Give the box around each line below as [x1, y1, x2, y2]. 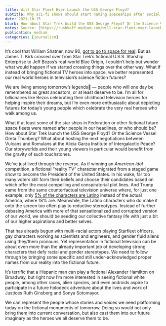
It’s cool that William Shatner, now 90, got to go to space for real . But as [5, 48, 151, 54]
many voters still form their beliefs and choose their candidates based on [5, 176, 154, 182]
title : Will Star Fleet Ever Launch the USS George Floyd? [5, 7, 129, 12]
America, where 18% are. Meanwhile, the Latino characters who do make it [5, 197, 158, 203]
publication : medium [5, 30, 48, 35]
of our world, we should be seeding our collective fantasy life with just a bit [5, 213, 158, 219]
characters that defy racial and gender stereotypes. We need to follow [5, 249, 148, 254]
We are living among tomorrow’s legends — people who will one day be [5, 84, 154, 90]
